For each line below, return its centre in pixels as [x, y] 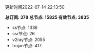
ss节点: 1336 [25, 27]
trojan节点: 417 [27, 46]
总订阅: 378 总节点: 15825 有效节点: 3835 [47, 17]
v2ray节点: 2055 [28, 40]
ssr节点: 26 [23, 33]
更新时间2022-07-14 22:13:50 [35, 7]
